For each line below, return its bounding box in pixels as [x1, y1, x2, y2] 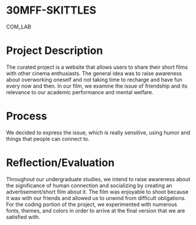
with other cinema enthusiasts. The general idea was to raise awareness [6, 69, 182, 77]
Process [6, 110, 47, 123]
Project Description [6, 44, 103, 57]
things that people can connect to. [6, 135, 90, 142]
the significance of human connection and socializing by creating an [6, 182, 172, 189]
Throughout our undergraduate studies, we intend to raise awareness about [6, 175, 191, 182]
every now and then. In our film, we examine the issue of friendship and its [6, 82, 188, 89]
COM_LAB [6, 23, 31, 30]
